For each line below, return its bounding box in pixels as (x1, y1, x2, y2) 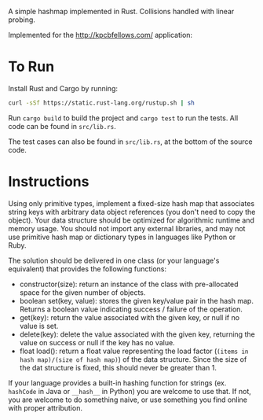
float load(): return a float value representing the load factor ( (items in (19, 346, 249, 356)
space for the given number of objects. (19, 287, 146, 297)
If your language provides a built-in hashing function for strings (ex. (8, 378, 227, 388)
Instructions (8, 173, 89, 190)
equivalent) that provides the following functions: (8, 263, 167, 274)
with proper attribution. (8, 403, 82, 412)
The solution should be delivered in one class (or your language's (8, 256, 220, 265)
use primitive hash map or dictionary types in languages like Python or (8, 232, 236, 241)
